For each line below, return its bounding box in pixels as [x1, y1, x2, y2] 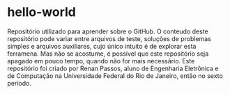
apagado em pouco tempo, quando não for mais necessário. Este [7, 56, 195, 65]
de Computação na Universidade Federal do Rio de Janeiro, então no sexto [7, 71, 223, 80]
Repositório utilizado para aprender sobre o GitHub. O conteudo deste [7, 27, 208, 36]
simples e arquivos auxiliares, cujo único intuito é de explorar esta [7, 42, 197, 50]
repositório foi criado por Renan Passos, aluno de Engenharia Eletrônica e [7, 64, 219, 72]
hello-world [7, 4, 77, 20]
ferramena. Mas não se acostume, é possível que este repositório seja [7, 49, 209, 58]
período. [7, 79, 31, 87]
